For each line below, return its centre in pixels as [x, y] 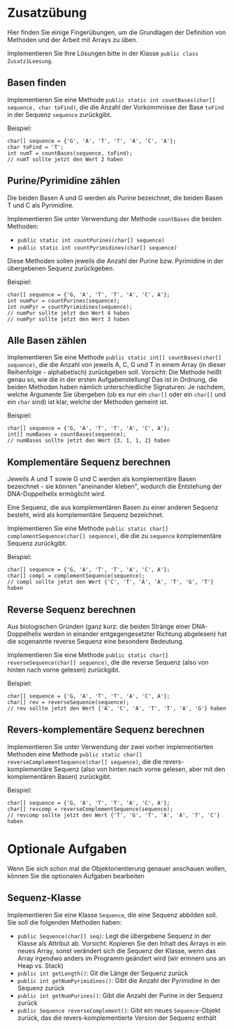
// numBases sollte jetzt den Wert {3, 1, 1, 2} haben [89, 441]
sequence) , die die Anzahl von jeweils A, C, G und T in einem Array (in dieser [117, 365]
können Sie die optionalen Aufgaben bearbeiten [76, 876]
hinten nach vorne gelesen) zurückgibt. [64, 670]
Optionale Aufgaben [67, 849]
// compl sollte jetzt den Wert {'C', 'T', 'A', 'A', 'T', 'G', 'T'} [111, 582]
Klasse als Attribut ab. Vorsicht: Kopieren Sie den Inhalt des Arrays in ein [122, 943]
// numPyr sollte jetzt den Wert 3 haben [68, 319]
